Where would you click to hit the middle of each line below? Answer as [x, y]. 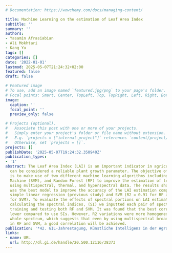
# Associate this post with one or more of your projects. [72, 129]
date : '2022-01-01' [26, 62]
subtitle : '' [19, 24]
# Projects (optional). [31, 123]
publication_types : [26, 157]
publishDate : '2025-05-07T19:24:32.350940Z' [53, 152]
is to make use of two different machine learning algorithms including [89, 176]
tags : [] [15, 52]
